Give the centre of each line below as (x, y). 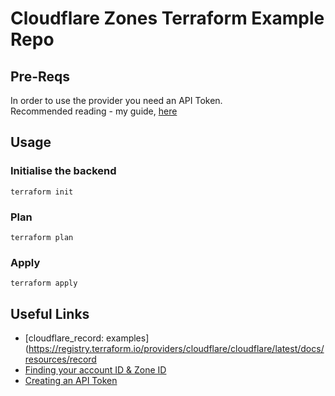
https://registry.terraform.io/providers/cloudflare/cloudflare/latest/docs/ (176, 349)
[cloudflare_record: (64, 338)
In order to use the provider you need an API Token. (116, 100)
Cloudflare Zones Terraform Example (167, 18)
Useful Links (50, 313)
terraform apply (44, 283)
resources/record (60, 359)
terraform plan (42, 237)
